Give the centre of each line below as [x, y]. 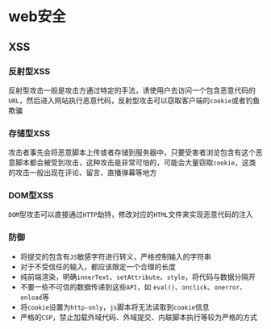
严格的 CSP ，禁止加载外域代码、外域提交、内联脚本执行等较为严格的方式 [139, 317]
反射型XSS [29, 71]
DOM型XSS [31, 196]
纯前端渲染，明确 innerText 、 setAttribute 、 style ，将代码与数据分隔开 [138, 277]
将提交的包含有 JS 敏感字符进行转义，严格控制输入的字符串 [116, 256]
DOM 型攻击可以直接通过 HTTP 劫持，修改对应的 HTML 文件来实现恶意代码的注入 [131, 214]
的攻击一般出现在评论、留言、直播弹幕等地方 [83, 173]
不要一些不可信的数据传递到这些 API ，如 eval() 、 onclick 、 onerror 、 [133, 286]
